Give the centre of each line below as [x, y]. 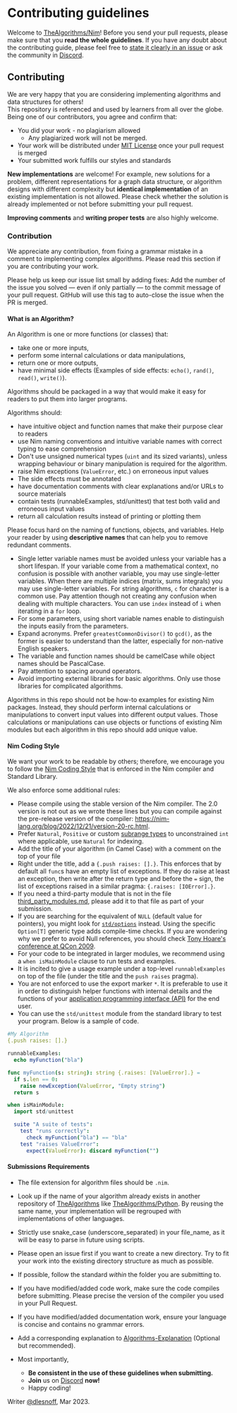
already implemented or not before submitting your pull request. [100, 204]
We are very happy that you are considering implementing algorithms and [114, 94]
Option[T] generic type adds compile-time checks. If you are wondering [122, 931]
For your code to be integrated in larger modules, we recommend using [121, 954]
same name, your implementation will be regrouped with [99, 1211]
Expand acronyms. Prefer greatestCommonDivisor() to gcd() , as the [115, 633]
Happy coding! [49, 1388]
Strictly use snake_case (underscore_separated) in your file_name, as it [121, 1232]
